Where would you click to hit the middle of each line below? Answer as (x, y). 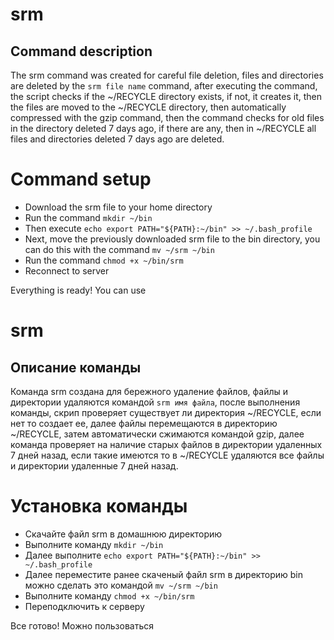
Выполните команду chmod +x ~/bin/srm (109, 595)
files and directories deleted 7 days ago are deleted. (117, 139)
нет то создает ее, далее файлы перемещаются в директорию (144, 423)
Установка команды (99, 506)
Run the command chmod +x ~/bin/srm (104, 260)
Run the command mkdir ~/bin (88, 217)
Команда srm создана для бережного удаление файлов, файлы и (149, 391)
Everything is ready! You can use (78, 290)
